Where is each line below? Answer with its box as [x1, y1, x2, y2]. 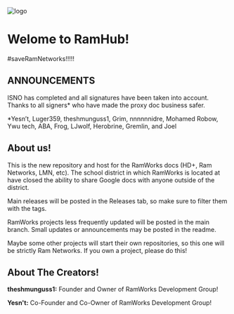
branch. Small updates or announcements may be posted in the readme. [7, 225, 216, 233]
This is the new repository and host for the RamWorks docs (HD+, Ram [7, 161, 212, 169]
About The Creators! [7, 266, 100, 278]
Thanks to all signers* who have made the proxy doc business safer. [7, 101, 206, 109]
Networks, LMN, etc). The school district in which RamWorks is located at [7, 168, 221, 177]
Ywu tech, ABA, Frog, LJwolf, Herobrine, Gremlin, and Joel [7, 122, 177, 130]
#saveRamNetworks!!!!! [7, 54, 75, 62]
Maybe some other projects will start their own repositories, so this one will [7, 238, 225, 247]
